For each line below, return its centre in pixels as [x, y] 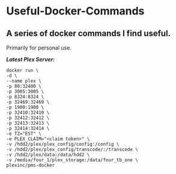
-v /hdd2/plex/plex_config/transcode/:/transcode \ [72, 149]
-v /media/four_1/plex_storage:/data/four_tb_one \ [72, 160]
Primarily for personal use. [39, 48]
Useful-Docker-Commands [75, 11]
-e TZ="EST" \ [24, 134]
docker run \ [23, 70]
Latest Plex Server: [31, 59]
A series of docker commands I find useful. [89, 33]
